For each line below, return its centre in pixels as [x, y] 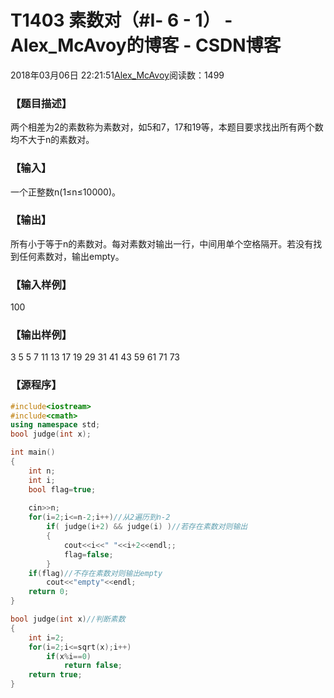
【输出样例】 [41, 335]
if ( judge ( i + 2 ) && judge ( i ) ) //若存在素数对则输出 [147, 527]
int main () [33, 452]
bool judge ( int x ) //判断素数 [68, 619]
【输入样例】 [41, 284]
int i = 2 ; [46, 637]
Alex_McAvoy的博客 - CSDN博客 [146, 45]
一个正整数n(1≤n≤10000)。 [65, 192]
